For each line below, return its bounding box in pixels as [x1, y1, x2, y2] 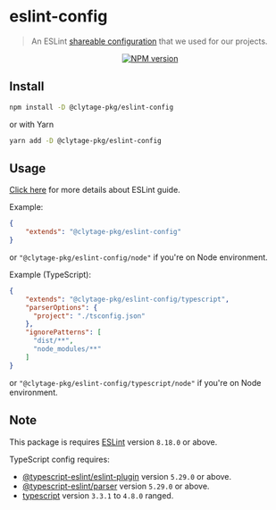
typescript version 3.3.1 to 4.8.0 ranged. [21, 489, 174, 501]
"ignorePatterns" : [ [25, 328, 102, 337]
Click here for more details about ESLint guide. [9, 185, 180, 196]
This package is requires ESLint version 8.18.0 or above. [9, 436, 218, 447]
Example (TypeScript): [9, 269, 92, 280]
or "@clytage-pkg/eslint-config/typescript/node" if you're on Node [9, 377, 262, 388]
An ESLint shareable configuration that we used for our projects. [30, 36, 268, 46]
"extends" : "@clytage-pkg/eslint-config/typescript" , [25, 295, 230, 304]
